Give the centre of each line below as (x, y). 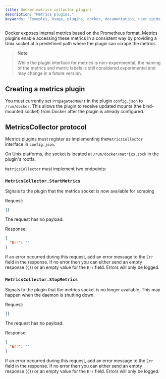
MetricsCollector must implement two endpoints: (56, 169)
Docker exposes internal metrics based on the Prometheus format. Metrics (81, 33)
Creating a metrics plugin (45, 89)
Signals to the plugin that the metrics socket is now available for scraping (80, 191)
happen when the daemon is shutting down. (50, 295)
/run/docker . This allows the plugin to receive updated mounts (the (74, 106)
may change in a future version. (50, 73)
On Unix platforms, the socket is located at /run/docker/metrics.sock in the (82, 154)
